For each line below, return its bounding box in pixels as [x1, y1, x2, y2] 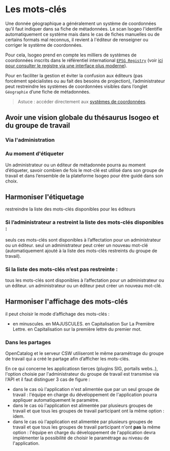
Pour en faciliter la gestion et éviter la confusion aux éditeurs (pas [5, 72, 143, 78]
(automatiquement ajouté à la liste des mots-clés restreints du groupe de [5, 248, 157, 254]
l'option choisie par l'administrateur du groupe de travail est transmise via [5, 371, 159, 377]
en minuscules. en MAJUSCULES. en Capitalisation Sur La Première [12, 320, 155, 326]
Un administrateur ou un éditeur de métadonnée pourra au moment [5, 162, 146, 168]
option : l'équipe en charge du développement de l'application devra [12, 430, 156, 436]
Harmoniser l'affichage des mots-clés [5, 297, 128, 306]
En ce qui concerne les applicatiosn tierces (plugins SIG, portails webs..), [5, 366, 158, 372]
